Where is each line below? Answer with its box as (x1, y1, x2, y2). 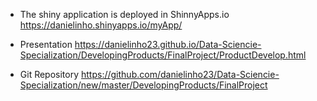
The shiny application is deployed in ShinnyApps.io (19, 9, 230, 20)
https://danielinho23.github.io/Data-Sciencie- (74, 39, 262, 50)
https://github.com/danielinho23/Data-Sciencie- (81, 69, 280, 80)
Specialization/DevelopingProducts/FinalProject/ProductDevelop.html (19, 49, 307, 61)
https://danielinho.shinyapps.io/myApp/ (19, 19, 183, 31)
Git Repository (19, 69, 80, 80)
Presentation (19, 39, 73, 50)
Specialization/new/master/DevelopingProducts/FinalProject (19, 79, 268, 91)
